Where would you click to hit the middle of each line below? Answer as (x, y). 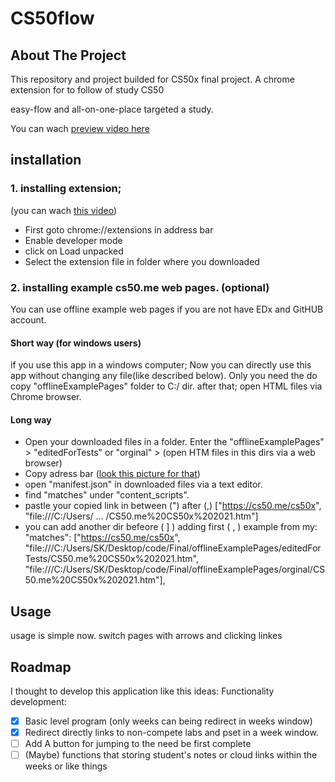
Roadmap (41, 667)
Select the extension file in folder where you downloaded (142, 261)
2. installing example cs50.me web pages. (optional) (140, 287)
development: (38, 702)
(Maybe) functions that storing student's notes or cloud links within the (171, 755)
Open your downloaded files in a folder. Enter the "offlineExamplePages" (174, 442)
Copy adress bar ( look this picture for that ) (112, 474)
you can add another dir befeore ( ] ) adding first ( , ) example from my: (171, 527)
